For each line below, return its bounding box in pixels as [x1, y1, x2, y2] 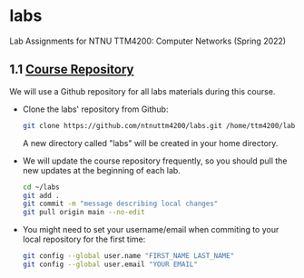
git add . [22, 191, 61, 200]
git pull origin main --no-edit [22, 208, 145, 217]
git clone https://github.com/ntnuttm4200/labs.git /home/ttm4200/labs [22, 121, 299, 130]
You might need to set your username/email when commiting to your [22, 224, 279, 235]
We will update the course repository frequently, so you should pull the [22, 155, 288, 166]
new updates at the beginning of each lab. [22, 164, 181, 175]
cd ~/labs [22, 183, 61, 192]
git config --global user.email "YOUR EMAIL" [22, 260, 198, 269]
